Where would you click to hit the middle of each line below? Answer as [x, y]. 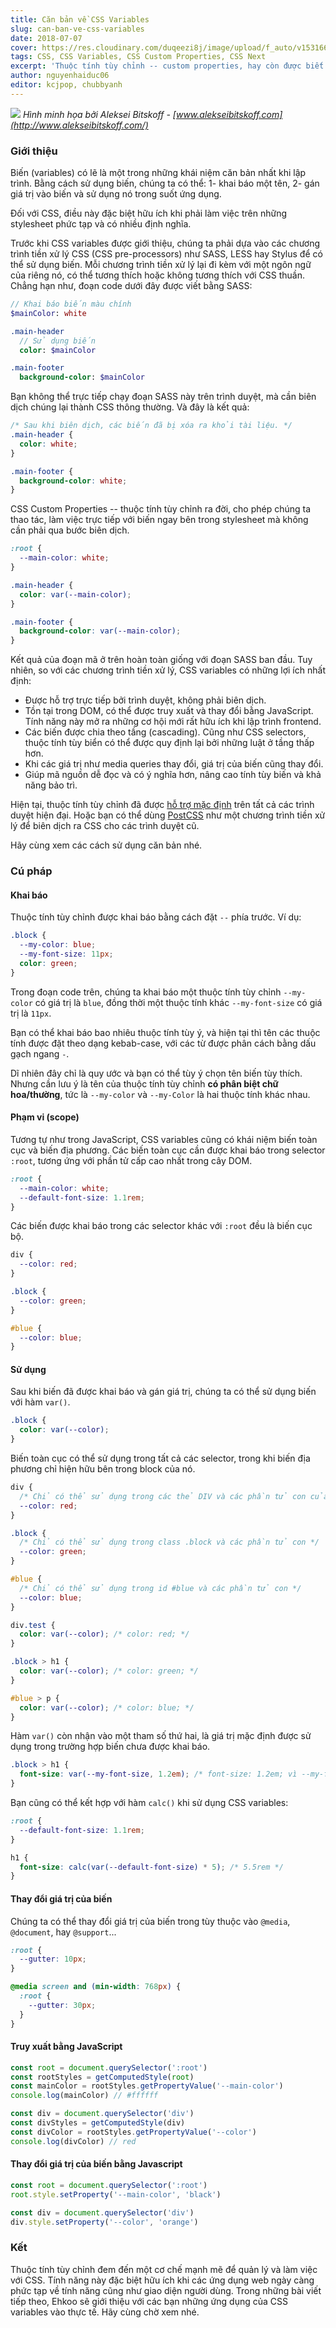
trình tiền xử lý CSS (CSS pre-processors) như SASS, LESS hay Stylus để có [166, 254]
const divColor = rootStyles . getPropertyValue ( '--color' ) [133, 2132]
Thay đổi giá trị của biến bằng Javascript [96, 2164]
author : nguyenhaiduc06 [60, 76]
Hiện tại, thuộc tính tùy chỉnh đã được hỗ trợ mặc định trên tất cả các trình [162, 805]
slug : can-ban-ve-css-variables [77, 29]
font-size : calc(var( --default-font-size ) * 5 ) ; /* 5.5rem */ [151, 1867]
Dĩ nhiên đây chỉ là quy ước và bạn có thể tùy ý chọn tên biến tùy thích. [156, 1073]
